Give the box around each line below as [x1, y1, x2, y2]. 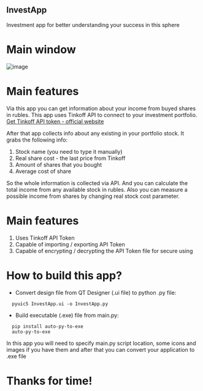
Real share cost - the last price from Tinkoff [15, 154, 126, 162]
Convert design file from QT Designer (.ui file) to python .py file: [15, 289, 177, 296]
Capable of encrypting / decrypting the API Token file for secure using [15, 247, 193, 254]
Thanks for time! [6, 374, 93, 388]
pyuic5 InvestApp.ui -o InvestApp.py [12, 300, 109, 307]
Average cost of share [15, 167, 72, 175]
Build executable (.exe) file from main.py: [15, 311, 119, 319]
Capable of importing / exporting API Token [15, 240, 126, 248]
